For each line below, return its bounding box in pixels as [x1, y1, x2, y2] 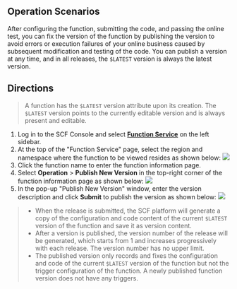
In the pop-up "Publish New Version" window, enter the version [17, 184, 202, 193]
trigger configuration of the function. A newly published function [35, 266, 223, 275]
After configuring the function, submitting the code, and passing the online [7, 24, 224, 33]
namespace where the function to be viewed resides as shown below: [17, 153, 221, 162]
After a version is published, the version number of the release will [35, 229, 228, 237]
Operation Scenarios [7, 6, 100, 18]
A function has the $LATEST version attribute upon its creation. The [24, 101, 217, 110]
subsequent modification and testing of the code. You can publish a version [7, 47, 227, 55]
